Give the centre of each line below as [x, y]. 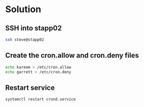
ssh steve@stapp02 [25, 40]
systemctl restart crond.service [41, 99]
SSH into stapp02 [33, 28]
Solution [23, 9]
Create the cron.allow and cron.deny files [72, 56]
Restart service [30, 87]
